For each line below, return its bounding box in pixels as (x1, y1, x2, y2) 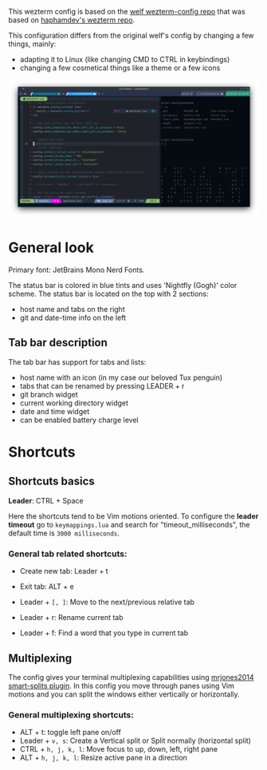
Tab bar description (8, 336, 108, 349)
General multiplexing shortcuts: (8, 709, 134, 721)
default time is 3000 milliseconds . (8, 528, 120, 538)
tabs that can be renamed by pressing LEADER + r (19, 381, 185, 390)
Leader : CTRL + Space (8, 496, 84, 505)
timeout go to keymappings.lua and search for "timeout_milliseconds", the (8, 519, 250, 529)
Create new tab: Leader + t (19, 567, 109, 576)
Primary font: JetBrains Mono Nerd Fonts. (8, 265, 145, 274)
